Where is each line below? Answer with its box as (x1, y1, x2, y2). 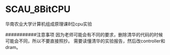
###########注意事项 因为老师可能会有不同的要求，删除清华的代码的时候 (5, 31, 163, 37)
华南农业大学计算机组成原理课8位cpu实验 (5, 21, 92, 27)
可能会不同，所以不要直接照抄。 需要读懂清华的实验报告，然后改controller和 (5, 38, 165, 44)
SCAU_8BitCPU (5, 4, 70, 15)
